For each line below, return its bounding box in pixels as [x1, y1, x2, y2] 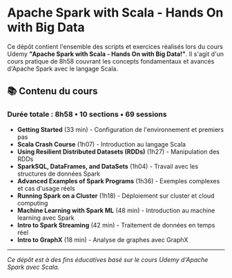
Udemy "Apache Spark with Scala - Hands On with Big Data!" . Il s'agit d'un [7, 50, 224, 58]
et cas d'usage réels [17, 184, 75, 192]
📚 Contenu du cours [7, 85, 98, 98]
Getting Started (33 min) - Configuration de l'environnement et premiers [17, 125, 224, 133]
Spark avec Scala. [7, 263, 60, 271]
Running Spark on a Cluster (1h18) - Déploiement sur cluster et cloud [17, 192, 215, 200]
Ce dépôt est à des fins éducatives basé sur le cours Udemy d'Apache [7, 255, 209, 263]
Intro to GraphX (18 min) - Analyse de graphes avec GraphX [17, 235, 188, 243]
